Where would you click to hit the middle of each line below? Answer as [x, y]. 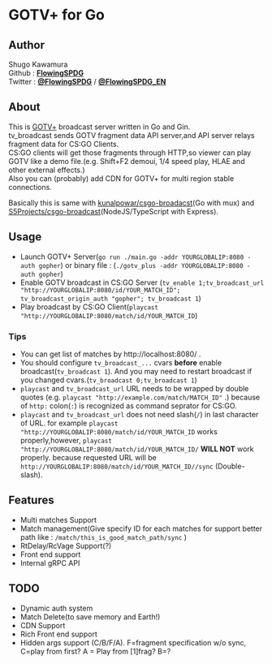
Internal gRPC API [50, 563]
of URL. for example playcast [69, 423]
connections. [30, 187]
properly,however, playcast [66, 440]
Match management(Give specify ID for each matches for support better [141, 528]
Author [26, 45]
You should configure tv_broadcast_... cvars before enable [121, 362]
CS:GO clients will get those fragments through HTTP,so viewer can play [130, 153]
